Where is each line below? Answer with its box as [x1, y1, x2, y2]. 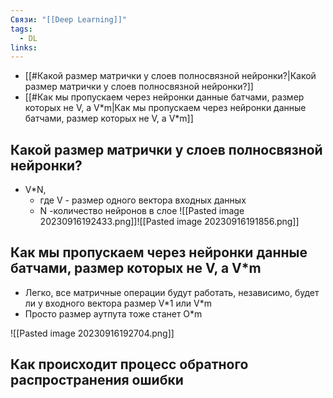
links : [10, 42, 38, 53]
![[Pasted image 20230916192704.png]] [10, 327, 175, 339]
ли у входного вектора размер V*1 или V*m [24, 297, 212, 309]
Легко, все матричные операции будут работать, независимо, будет [24, 286, 320, 298]
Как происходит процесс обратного [10, 356, 249, 373]
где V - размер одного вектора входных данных [39, 194, 247, 206]
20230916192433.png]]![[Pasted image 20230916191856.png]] [39, 216, 300, 228]
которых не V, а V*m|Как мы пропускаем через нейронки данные [24, 102, 307, 114]
